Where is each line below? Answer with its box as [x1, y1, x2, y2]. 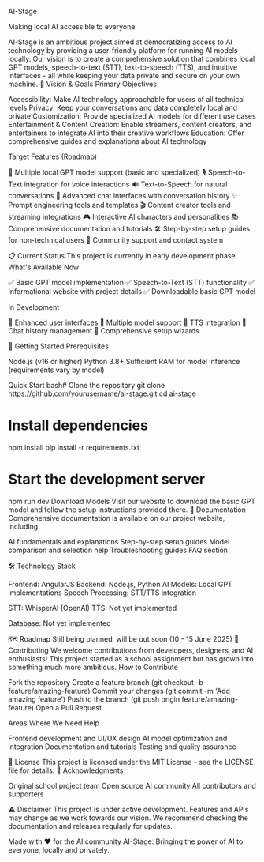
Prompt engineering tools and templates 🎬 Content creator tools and [8, 201, 231, 209]
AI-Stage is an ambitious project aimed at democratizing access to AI [8, 37, 232, 47]
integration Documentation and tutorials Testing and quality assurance [8, 742, 236, 751]
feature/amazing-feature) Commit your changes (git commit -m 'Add [8, 686, 231, 695]
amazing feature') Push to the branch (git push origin [8, 694, 180, 704]
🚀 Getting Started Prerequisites [8, 341, 109, 351]
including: [8, 521, 41, 531]
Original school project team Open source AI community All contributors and [8, 781, 256, 790]
